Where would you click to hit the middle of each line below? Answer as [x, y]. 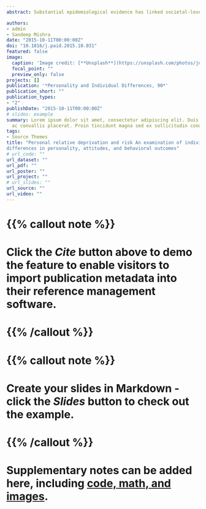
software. [32, 304]
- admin [16, 29]
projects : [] [23, 80]
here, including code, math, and [89, 484]
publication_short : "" [35, 92]
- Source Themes [27, 137]
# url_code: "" [26, 154]
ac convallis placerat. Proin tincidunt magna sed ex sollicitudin [100, 126]
